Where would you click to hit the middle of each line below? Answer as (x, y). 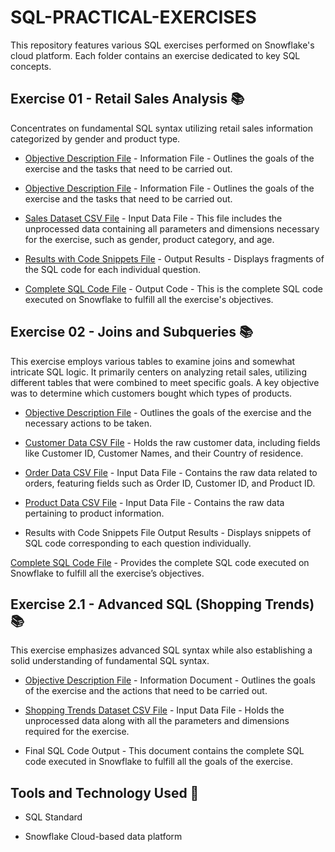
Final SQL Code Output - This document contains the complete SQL (164, 751)
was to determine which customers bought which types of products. (151, 393)
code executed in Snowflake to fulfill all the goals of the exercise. (158, 762)
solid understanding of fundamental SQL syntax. (110, 661)
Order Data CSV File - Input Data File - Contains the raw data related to (171, 472)
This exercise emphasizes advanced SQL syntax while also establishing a (161, 650)
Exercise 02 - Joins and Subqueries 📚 (132, 332)
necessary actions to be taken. (88, 423)
